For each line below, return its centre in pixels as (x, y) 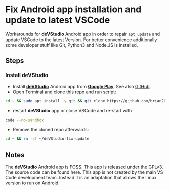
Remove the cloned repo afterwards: (51, 130)
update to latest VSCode (58, 20)
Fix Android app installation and (73, 9)
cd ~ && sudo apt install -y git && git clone (55, 101)
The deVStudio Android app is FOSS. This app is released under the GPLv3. (84, 167)
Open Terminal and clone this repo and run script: (64, 92)
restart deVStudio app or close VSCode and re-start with (72, 110)
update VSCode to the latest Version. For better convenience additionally (81, 40)
